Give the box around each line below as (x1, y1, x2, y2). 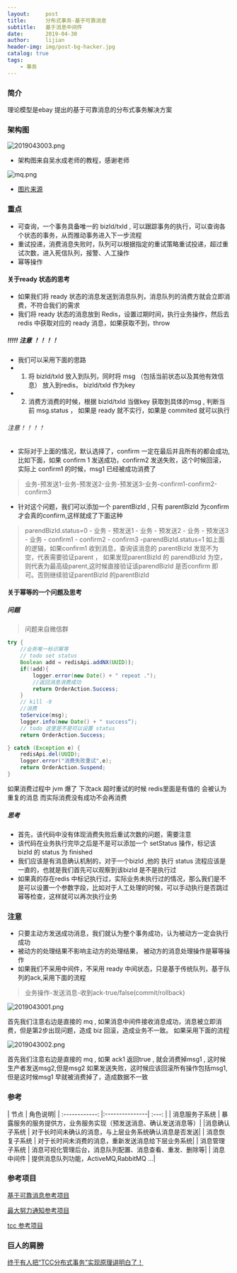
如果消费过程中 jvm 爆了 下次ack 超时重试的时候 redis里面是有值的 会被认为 (7, 784, 227, 793)
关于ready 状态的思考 (7, 275, 70, 284)
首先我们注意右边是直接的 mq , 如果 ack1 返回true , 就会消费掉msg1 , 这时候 (7, 1055, 226, 1064)
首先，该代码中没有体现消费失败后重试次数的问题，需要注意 (17, 830, 192, 838)
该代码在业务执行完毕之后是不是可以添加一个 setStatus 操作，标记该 (17, 839, 216, 847)
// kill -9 (20, 698, 52, 706)
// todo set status (20, 652, 78, 660)
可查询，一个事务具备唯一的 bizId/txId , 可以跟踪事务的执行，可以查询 (17, 221, 220, 231)
